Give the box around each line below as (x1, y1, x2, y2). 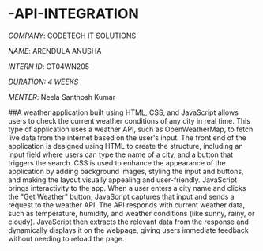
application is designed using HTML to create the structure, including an (8, 141, 243, 150)
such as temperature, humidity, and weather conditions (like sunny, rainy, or (8, 208, 255, 218)
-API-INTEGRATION (8, 5, 140, 23)
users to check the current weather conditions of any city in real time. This (8, 116, 251, 125)
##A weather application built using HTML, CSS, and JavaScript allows (8, 108, 239, 117)
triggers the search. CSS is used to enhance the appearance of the (8, 158, 227, 167)
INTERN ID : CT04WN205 (8, 61, 89, 71)
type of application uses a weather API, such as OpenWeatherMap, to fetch (8, 124, 254, 134)
